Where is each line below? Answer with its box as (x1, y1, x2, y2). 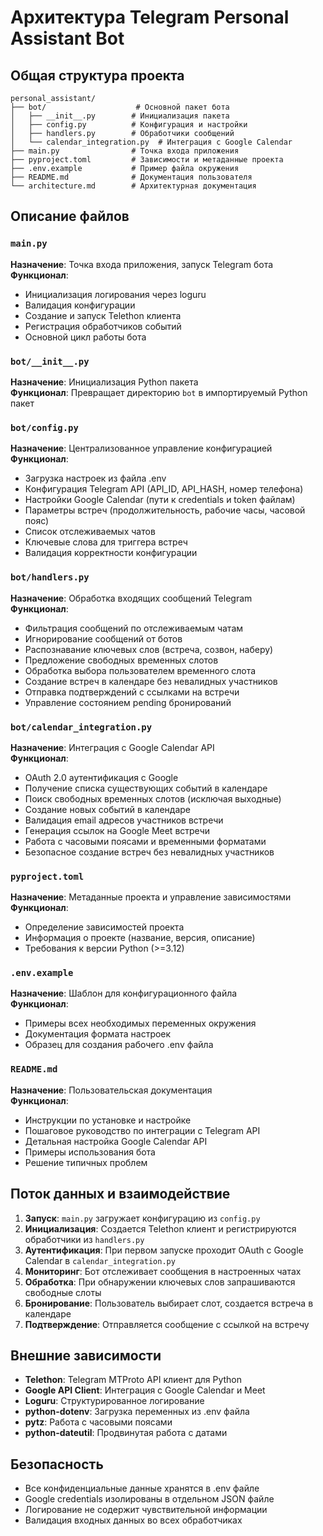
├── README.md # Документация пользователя (10, 172, 253, 182)
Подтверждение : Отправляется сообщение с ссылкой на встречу (24, 1318, 310, 1330)
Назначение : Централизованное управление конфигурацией (10, 442, 273, 455)
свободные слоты (24, 1286, 102, 1298)
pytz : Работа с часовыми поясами (24, 1416, 173, 1428)
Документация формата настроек (24, 1028, 172, 1040)
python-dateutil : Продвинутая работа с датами (24, 1427, 228, 1439)
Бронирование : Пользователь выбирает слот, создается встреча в (24, 1297, 314, 1309)
